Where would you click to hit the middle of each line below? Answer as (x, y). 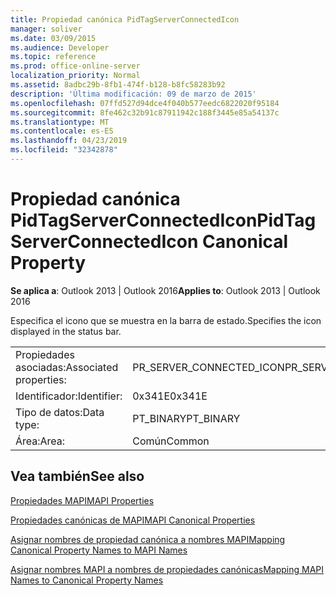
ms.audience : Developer (60, 47)
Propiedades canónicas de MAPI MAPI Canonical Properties (133, 520)
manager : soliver (46, 29)
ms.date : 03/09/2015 (53, 38)
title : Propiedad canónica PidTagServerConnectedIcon (125, 19)
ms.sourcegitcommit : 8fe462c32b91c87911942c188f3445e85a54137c (145, 112)
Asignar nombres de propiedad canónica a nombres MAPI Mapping (148, 539)
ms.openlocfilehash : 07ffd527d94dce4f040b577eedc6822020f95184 (145, 103)
